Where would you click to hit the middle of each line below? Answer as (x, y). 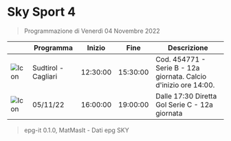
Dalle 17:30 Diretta (186, 96)
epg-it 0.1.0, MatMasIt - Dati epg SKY (76, 130)
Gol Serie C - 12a (184, 105)
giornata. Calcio (181, 76)
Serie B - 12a (178, 68)
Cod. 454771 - (181, 59)
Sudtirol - (48, 68)
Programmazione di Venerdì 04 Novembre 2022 (92, 31)
